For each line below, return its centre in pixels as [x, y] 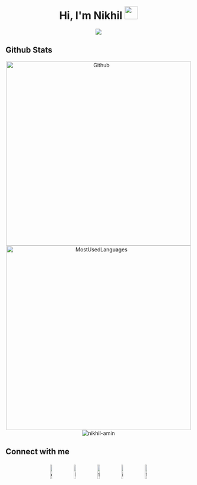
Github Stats [29, 50]
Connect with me [38, 452]
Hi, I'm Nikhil [91, 16]
